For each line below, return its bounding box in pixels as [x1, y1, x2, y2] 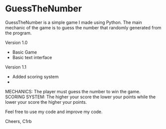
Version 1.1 [5, 64, 26, 70]
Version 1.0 [5, 39, 28, 45]
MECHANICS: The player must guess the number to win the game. [5, 88, 141, 94]
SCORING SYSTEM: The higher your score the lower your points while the [5, 94, 156, 100]
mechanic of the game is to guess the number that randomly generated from [5, 24, 162, 30]
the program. [5, 30, 32, 36]
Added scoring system [12, 73, 59, 79]
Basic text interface [12, 54, 52, 60]
